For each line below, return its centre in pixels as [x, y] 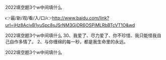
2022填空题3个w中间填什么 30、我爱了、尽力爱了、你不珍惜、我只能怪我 [81, 35]
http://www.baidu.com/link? [81, 18]
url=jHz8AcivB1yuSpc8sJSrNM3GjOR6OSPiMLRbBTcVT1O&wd [70, 25]
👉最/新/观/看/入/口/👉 [29, 18]
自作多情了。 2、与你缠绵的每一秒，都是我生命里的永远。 [69, 42]
